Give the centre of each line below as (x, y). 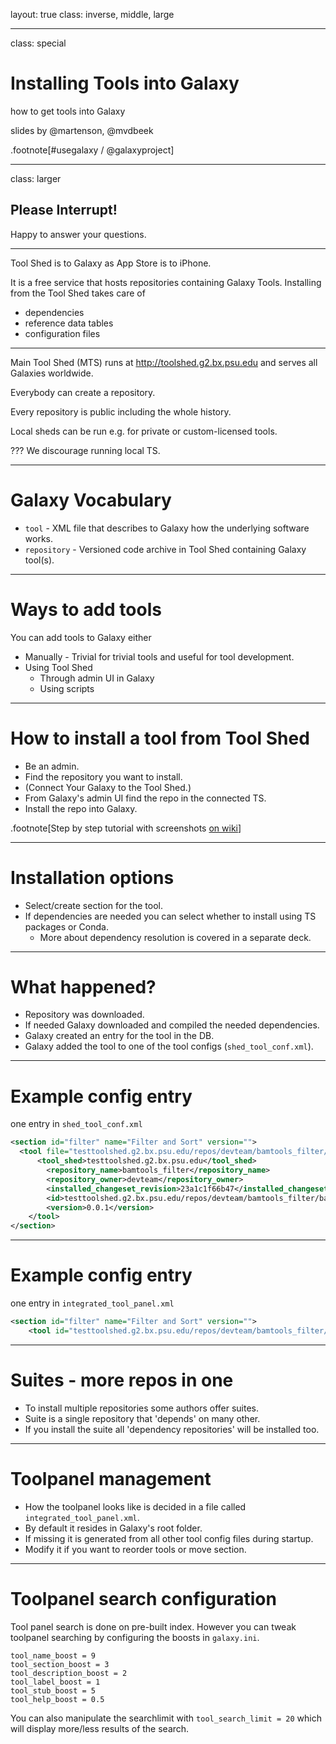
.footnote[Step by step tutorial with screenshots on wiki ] (126, 828)
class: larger (36, 178)
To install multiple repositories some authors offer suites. (141, 1408)
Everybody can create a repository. (83, 392)
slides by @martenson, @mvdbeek (82, 130)
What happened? (83, 986)
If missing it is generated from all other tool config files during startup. (169, 1538)
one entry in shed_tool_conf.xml (76, 1124)
